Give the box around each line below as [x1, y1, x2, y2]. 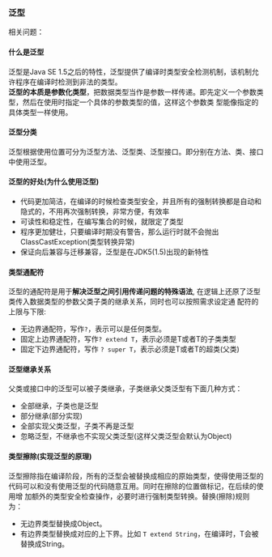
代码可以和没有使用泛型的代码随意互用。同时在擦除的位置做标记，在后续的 [8, 481, 257, 491]
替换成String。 [19, 538, 70, 548]
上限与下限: [8, 307, 47, 317]
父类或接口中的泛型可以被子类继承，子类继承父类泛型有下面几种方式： [8, 384, 243, 393]
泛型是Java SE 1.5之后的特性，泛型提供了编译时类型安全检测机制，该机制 [8, 66, 253, 76]
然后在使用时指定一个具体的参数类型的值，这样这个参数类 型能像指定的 [22, 97, 259, 107]
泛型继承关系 [8, 364, 51, 374]
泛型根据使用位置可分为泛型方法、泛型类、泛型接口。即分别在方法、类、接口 [8, 147, 264, 156]
